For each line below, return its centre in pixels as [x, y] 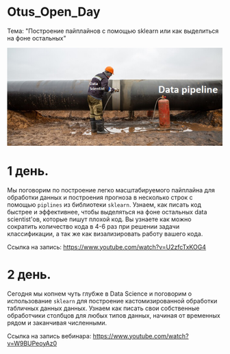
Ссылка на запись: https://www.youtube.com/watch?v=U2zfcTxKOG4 [107, 246]
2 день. [29, 274]
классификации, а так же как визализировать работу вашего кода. [105, 233]
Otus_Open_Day [54, 12]
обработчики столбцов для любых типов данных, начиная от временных [114, 315]
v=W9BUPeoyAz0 [32, 343]
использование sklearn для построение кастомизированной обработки [112, 301]
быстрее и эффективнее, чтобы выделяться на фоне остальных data [107, 212]
